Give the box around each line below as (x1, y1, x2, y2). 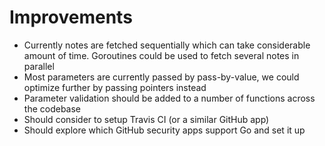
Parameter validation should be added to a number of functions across (23, 92, 316, 104)
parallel (23, 60, 55, 72)
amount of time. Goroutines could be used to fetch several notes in (23, 49, 300, 61)
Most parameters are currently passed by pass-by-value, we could (23, 71, 300, 83)
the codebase (23, 102, 82, 115)
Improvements (9, 6, 133, 29)
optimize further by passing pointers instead (23, 81, 207, 93)
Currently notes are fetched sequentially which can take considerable (23, 39, 311, 51)
